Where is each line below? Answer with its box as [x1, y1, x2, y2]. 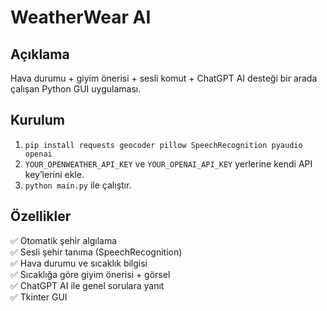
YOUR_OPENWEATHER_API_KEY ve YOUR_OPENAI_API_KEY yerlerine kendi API [24, 157, 313, 170]
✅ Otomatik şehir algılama [10, 234, 118, 246]
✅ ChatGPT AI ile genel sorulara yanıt [10, 279, 165, 291]
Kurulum [10, 112, 66, 129]
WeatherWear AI [10, 6, 152, 29]
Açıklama [10, 46, 70, 63]
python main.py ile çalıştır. [24, 179, 132, 191]
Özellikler [10, 208, 72, 225]
